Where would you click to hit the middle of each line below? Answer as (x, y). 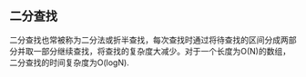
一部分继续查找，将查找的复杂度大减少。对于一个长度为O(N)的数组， (162, 51)
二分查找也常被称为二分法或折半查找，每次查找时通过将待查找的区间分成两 (149, 40)
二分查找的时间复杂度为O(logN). (69, 63)
